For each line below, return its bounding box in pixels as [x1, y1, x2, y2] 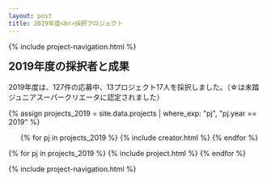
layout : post [8, 11, 53, 20]
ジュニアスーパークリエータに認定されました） [8, 92, 164, 102]
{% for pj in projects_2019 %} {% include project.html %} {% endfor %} [8, 148, 247, 158]
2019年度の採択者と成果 [8, 59, 130, 73]
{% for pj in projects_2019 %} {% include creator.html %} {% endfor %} [19, 133, 259, 142]
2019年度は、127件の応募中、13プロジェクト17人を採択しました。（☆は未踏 [8, 82, 260, 91]
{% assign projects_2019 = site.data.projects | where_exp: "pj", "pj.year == [8, 108, 257, 118]
